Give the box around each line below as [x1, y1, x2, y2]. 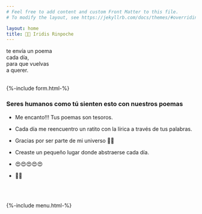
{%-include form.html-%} [6, 85, 70, 92]
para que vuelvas [6, 60, 49, 68]
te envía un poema [6, 48, 52, 55]
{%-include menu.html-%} [6, 201, 72, 209]
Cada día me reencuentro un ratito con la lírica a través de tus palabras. [14, 125, 192, 133]
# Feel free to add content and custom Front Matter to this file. [6, 8, 179, 15]
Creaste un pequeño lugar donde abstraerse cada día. [14, 148, 149, 156]
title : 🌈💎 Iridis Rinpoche [6, 31, 74, 37]
